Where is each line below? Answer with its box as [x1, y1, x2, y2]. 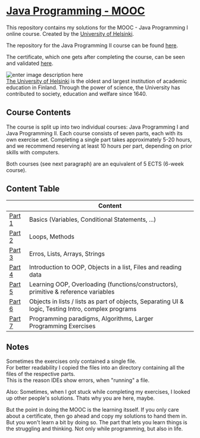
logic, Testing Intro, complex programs [29, 305, 137, 313]
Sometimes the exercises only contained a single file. [6, 358, 137, 365]
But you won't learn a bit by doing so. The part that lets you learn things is [6, 419, 187, 426]
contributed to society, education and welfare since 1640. [6, 90, 148, 97]
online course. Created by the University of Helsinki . [6, 30, 135, 37]
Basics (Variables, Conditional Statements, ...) [29, 215, 157, 223]
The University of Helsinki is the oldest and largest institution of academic [6, 77, 187, 85]
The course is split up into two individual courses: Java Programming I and [6, 123, 189, 131]
